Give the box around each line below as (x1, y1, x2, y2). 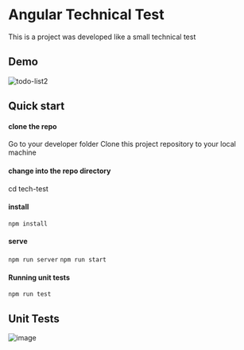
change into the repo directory (8, 166, 111, 175)
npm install (8, 219, 48, 228)
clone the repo (8, 121, 57, 131)
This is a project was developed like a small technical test (8, 32, 196, 41)
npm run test (8, 290, 52, 298)
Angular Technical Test (8, 6, 165, 24)
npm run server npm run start (8, 255, 107, 264)
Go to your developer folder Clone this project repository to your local (8, 140, 237, 149)
